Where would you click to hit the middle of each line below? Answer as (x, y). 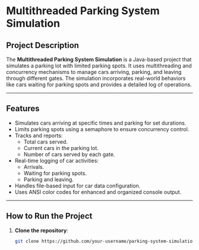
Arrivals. (34, 167)
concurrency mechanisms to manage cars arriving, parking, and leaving (94, 72)
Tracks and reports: (39, 135)
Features (23, 108)
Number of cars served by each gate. (69, 154)
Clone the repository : (41, 230)
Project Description (43, 45)
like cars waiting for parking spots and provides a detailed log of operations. (99, 85)
